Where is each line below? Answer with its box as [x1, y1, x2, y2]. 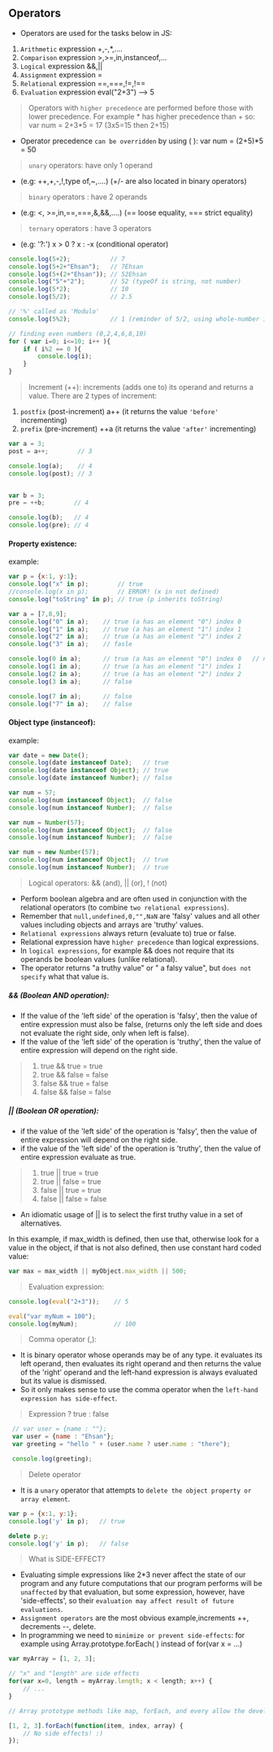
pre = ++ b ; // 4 [8, 499, 89, 507]
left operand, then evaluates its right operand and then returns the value [19, 1359, 262, 1369]
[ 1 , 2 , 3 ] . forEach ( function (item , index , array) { [8, 1721, 184, 1730]
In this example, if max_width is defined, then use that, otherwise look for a [8, 1234, 259, 1243]
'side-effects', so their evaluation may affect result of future [19, 1596, 234, 1606]
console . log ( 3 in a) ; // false [8, 677, 132, 686]
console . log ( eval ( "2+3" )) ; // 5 [8, 1297, 129, 1305]
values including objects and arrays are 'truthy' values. [19, 920, 205, 929]
